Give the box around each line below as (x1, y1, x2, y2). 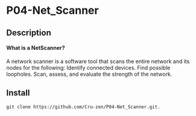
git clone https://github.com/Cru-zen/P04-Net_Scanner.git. (6, 103, 161, 110)
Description (6, 28, 51, 38)
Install (6, 88, 30, 98)
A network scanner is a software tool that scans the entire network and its (6, 58, 190, 65)
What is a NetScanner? (6, 44, 65, 52)
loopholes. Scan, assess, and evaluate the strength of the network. (6, 70, 172, 78)
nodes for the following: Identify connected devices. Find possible (6, 64, 171, 71)
